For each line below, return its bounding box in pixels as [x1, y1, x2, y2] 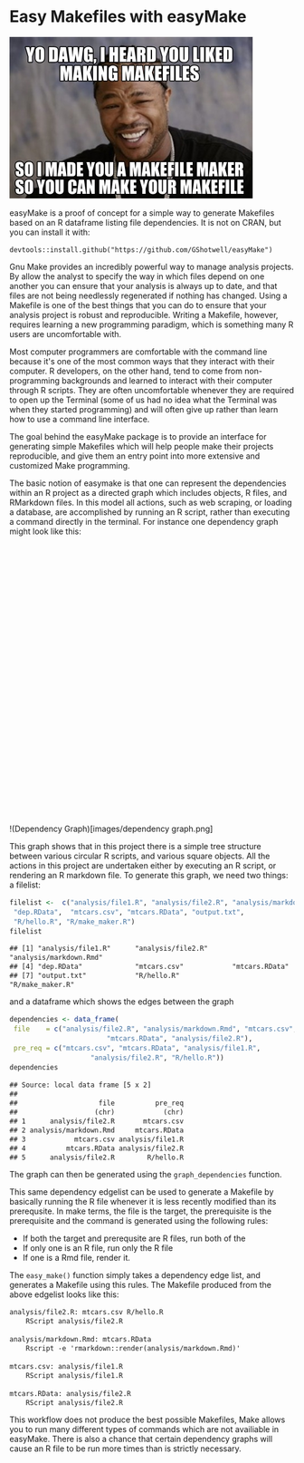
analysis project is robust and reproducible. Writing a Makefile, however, [9, 309, 279, 320]
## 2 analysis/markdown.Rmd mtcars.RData [9, 1126, 184, 1135]
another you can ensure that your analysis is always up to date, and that [9, 280, 278, 291]
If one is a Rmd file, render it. [22, 1252, 131, 1263]
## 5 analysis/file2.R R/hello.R [9, 1153, 184, 1162]
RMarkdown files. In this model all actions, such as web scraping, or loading [9, 497, 292, 508]
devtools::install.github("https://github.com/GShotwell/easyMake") [9, 245, 273, 255]
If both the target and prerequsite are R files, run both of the [22, 1233, 246, 1244]
